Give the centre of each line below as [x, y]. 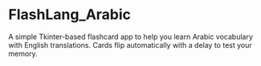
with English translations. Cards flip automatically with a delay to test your [130, 45]
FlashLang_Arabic [69, 15]
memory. [23, 53]
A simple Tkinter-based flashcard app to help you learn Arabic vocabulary [130, 37]
